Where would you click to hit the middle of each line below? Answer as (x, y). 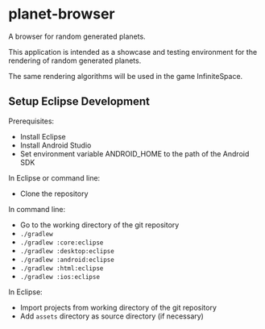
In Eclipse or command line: (54, 177)
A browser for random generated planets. (77, 36)
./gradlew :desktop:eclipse (67, 251)
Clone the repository (54, 194)
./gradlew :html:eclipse (62, 268)
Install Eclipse (43, 136)
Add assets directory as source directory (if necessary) (112, 316)
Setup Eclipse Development (79, 102)
